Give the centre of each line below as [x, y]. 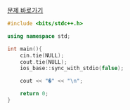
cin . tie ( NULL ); [42, 55]
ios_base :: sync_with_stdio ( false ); [72, 69]
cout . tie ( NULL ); [44, 62]
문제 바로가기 [25, 10]
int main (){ [25, 49]
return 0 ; [34, 94]
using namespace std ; [39, 36]
